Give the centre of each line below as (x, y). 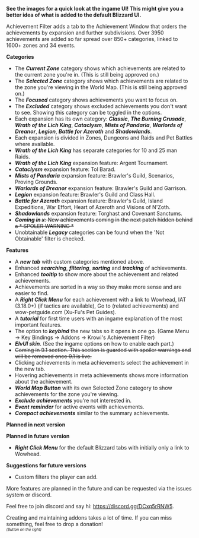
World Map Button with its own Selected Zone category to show (94, 388)
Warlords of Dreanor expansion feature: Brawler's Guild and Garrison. (101, 188)
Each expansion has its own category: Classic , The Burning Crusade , (100, 119)
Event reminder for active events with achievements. (79, 407)
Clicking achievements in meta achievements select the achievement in (102, 363)
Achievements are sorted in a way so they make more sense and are (98, 287)
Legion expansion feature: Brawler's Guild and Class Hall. (85, 194)
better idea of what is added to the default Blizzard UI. (74, 15)
